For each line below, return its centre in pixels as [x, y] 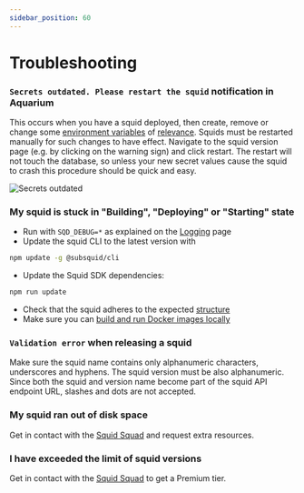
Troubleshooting [74, 62]
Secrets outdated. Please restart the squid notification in [142, 91]
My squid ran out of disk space [78, 415]
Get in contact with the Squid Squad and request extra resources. [132, 435]
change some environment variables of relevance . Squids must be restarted [151, 132]
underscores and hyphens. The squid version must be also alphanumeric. [147, 372]
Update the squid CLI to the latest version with [109, 241]
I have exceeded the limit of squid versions [106, 458]
